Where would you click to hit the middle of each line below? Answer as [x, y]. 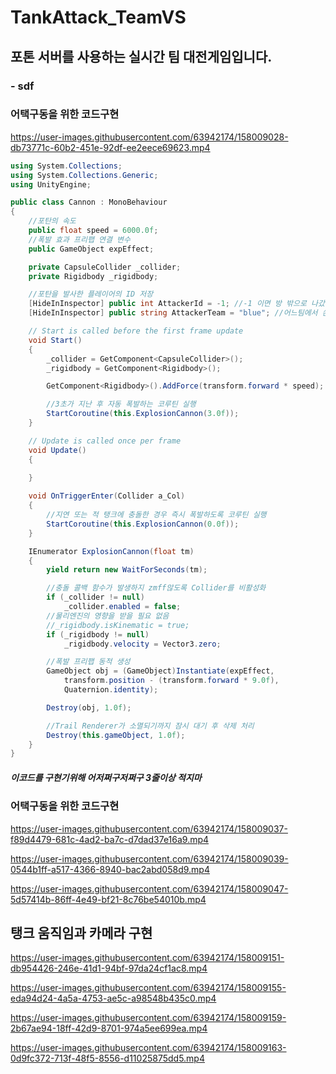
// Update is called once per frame [105, 441]
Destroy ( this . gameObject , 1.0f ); [116, 735]
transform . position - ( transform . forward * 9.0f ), [171, 681]
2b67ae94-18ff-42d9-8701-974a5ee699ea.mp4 [109, 1028]
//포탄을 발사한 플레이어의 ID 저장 [91, 294]
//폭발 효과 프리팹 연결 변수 [79, 239]
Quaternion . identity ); [111, 690]
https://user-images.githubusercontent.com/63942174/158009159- [148, 1018]
